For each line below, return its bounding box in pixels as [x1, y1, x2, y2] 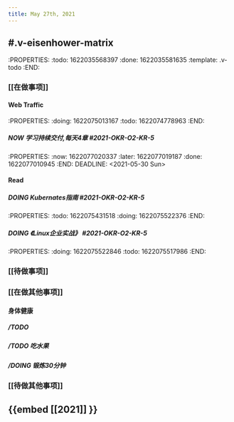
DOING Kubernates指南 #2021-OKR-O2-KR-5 [8, 193, 145, 202]
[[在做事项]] [8, 83, 49, 93]
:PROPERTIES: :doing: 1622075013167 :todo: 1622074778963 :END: [8, 116, 205, 125]
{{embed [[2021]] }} [8, 403, 98, 416]
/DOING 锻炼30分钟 [8, 361, 66, 369]
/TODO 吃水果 [8, 341, 49, 350]
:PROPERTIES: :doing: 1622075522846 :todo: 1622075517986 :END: [8, 247, 207, 256]
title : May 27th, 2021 [8, 10, 75, 18]
